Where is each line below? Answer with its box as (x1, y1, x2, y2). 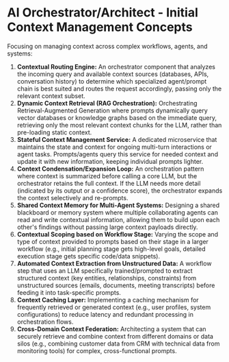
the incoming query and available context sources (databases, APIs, (16, 70, 209, 78)
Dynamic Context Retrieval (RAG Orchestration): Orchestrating (16, 99, 198, 107)
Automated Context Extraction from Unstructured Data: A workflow (16, 259, 212, 267)
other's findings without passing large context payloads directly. (16, 223, 198, 231)
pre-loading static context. (16, 128, 92, 136)
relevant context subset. (16, 91, 85, 100)
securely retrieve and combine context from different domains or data (16, 332, 214, 340)
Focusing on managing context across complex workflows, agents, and (7, 42, 208, 50)
